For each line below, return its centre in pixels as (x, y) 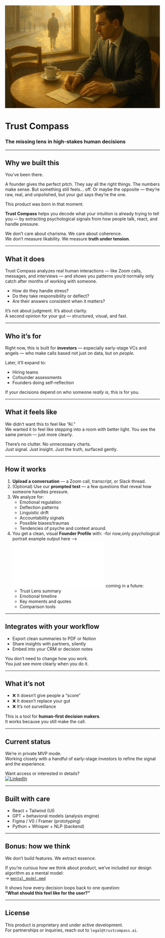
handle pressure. (22, 224)
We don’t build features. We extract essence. (51, 858)
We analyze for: (28, 497)
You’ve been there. (24, 175)
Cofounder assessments (37, 378)
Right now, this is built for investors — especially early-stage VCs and (76, 348)
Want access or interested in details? (42, 774)
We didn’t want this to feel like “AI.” (40, 424)
